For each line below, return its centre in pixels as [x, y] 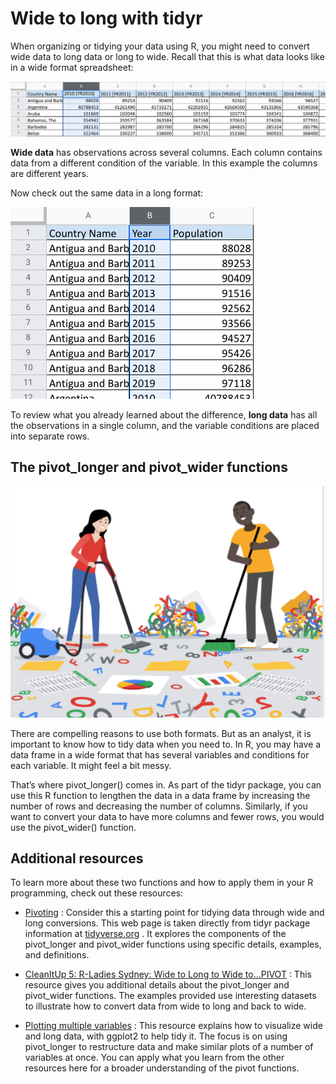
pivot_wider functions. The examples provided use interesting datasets [170, 996]
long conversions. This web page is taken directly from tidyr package [167, 923]
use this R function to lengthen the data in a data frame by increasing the [160, 795]
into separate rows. [50, 436]
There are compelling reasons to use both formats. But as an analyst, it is [161, 733]
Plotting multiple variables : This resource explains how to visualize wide [173, 1026]
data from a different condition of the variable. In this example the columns [164, 163]
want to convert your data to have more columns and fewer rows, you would [167, 816]
